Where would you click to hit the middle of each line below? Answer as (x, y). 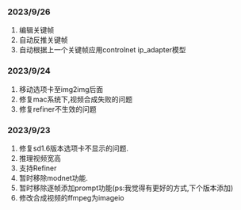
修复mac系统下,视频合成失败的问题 (75, 99)
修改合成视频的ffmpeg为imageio (71, 197)
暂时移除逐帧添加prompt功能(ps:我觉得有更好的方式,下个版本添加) (126, 188)
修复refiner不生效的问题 (57, 109)
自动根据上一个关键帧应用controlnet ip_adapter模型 (102, 50)
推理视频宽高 (40, 158)
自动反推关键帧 (43, 40)
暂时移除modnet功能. (54, 178)
